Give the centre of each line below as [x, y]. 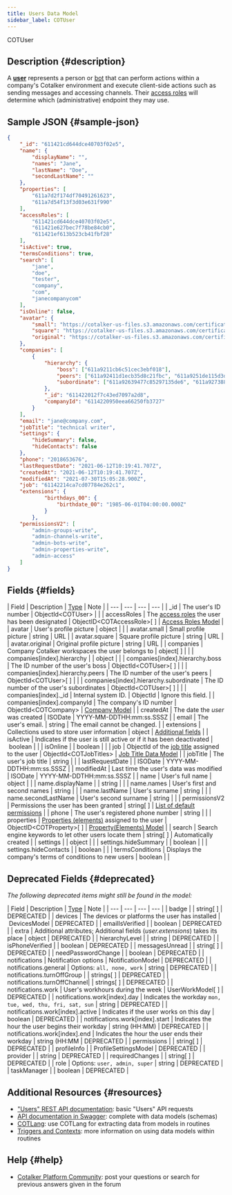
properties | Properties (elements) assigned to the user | [87, 820]
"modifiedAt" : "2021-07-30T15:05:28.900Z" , [83, 479]
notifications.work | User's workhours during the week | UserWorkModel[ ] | [115, 989]
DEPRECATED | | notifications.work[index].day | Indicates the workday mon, [114, 997]
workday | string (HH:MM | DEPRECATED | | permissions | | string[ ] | [105, 1041]
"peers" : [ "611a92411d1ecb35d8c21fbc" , [114, 376]
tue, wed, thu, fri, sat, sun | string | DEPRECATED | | [87, 1005]
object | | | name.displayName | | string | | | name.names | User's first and [112, 783]
